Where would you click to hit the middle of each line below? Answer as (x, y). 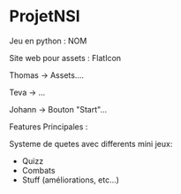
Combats (38, 170)
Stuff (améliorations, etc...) (70, 180)
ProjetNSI (45, 16)
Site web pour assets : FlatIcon (65, 58)
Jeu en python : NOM (48, 41)
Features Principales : (49, 127)
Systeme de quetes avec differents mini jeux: (91, 144)
